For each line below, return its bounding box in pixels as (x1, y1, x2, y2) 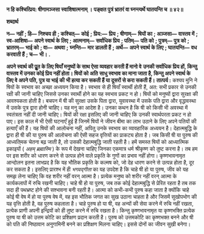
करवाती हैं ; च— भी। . (6, 51, 51, 58)
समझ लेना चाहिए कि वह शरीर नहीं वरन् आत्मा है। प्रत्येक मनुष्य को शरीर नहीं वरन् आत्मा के (6, 172, 177, 180)
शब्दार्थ (6, 18, 19, 25)
